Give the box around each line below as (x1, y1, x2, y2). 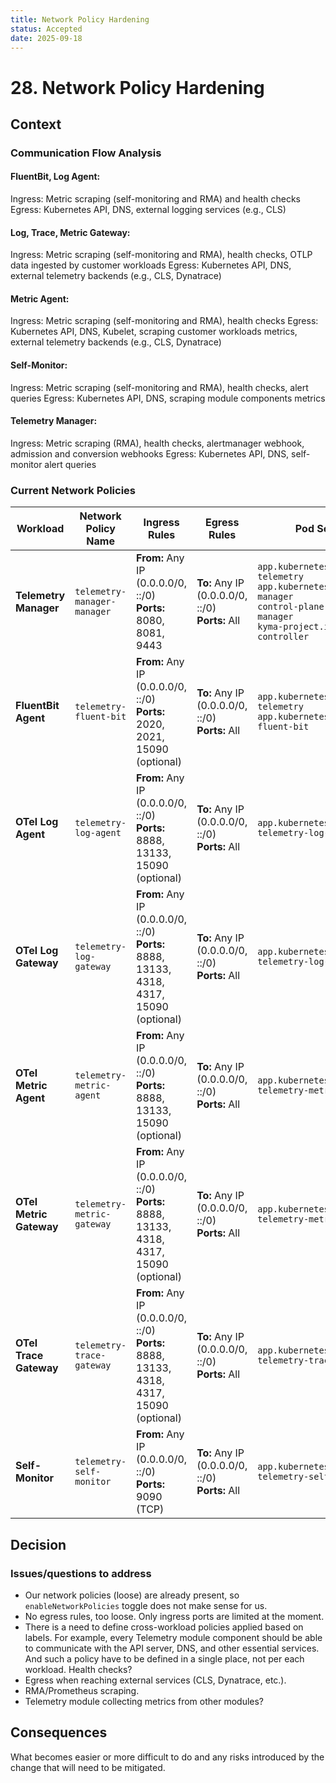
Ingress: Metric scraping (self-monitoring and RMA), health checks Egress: (10, 315, 319, 327)
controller (257, 631, 310, 643)
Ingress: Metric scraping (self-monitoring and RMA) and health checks (10, 193, 301, 205)
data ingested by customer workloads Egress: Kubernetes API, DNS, (10, 259, 292, 271)
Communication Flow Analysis (10, 146, 162, 160)
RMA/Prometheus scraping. (24, 1684, 140, 1696)
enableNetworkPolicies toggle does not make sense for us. (24, 1599, 268, 1611)
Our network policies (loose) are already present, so (24, 1589, 240, 1601)
